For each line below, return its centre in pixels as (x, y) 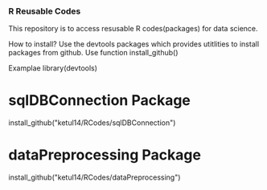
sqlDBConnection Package (100, 101)
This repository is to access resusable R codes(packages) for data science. (133, 29)
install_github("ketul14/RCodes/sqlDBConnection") (92, 123)
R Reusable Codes (45, 11)
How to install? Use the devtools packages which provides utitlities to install (134, 44)
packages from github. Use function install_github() (93, 53)
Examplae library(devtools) (53, 68)
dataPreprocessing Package (105, 155)
